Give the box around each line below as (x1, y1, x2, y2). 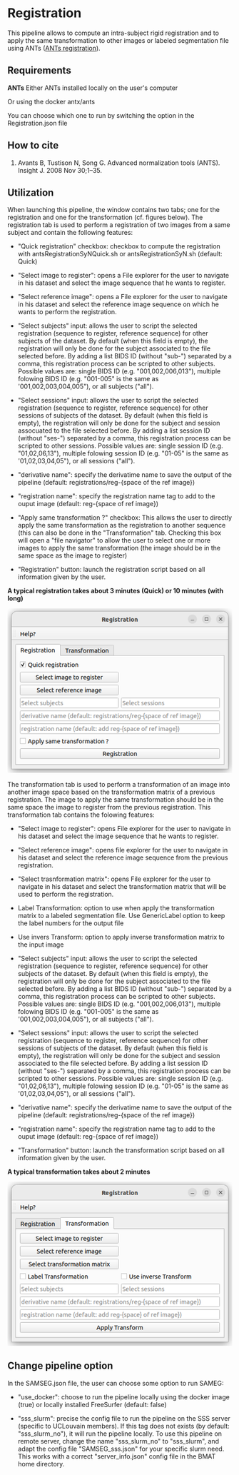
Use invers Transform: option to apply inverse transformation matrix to (17, 932, 225, 941)
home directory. (17, 1459, 65, 1468)
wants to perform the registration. (17, 308, 117, 316)
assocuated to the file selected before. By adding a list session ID (17, 426, 210, 435)
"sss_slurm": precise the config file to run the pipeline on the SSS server (17, 1414, 230, 1422)
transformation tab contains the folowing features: (7, 810, 155, 819)
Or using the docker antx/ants (7, 97, 95, 106)
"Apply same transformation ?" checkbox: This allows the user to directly (17, 513, 233, 522)
